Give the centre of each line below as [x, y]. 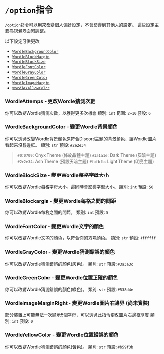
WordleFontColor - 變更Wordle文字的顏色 [55, 227]
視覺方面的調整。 [31, 30]
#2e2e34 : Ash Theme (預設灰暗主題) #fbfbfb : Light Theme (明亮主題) [85, 161]
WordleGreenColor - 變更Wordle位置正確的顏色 [62, 277]
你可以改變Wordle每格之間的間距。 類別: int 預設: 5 [57, 212]
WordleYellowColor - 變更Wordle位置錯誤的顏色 [62, 335]
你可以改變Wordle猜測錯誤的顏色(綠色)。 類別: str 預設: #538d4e [69, 289]
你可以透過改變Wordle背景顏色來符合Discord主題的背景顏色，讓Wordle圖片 [81, 139]
